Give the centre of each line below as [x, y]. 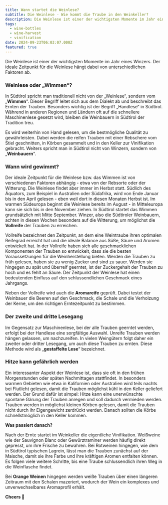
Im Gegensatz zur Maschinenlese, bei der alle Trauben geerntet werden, [80, 327]
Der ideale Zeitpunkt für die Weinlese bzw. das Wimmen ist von [70, 178]
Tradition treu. [20, 122]
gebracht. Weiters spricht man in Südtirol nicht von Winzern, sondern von [81, 148]
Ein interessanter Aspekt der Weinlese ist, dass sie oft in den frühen [75, 373]
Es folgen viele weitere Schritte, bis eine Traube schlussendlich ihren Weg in [84, 461]
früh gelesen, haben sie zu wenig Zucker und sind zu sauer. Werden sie [79, 262]
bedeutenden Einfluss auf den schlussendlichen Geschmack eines [74, 278]
